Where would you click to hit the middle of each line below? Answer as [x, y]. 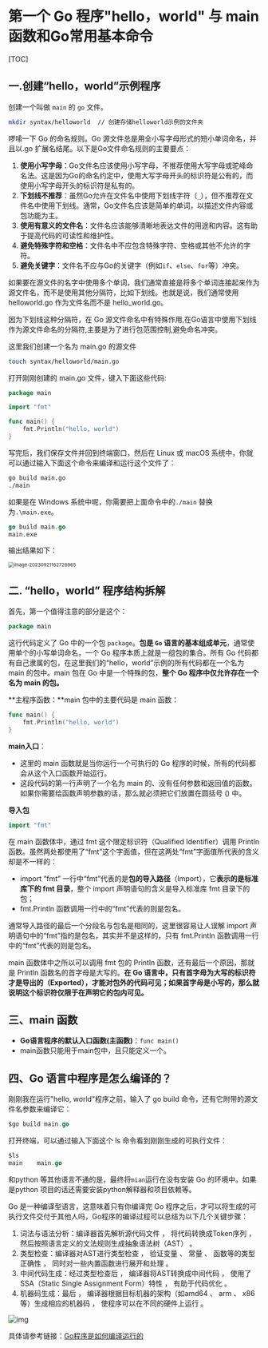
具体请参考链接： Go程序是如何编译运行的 [76, 1335]
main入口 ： [27, 746]
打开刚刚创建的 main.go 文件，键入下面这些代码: [87, 377]
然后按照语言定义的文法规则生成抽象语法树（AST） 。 [108, 1243]
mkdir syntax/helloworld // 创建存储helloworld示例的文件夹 [106, 122]
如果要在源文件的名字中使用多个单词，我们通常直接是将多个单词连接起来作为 [134, 282]
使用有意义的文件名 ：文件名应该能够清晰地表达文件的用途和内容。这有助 [138, 225]
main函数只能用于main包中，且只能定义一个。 [95, 1051]
